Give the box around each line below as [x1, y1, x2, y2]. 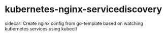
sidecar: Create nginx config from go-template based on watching [5, 20, 143, 26]
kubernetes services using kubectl [5, 25, 77, 31]
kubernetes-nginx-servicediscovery [5, 4, 162, 15]
